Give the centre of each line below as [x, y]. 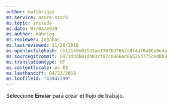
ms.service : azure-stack [37, 17]
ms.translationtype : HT [36, 62]
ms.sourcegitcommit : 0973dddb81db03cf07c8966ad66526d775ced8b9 [87, 56]
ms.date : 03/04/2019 [32, 28]
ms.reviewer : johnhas [33, 40]
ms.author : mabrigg [31, 34]
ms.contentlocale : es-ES [37, 67]
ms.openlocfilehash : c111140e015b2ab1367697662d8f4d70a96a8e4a [87, 51]
